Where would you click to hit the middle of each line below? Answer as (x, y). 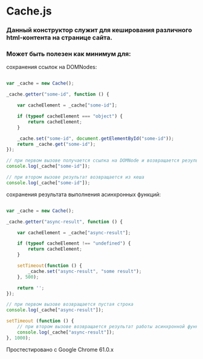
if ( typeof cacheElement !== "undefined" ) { (74, 243)
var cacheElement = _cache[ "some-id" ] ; (67, 105)
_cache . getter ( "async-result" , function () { (64, 222)
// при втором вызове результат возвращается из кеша (76, 177)
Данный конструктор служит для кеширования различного (99, 30)
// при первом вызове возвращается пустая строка (70, 305)
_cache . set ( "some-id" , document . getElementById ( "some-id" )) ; (95, 138)
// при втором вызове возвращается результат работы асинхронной (101, 327)
